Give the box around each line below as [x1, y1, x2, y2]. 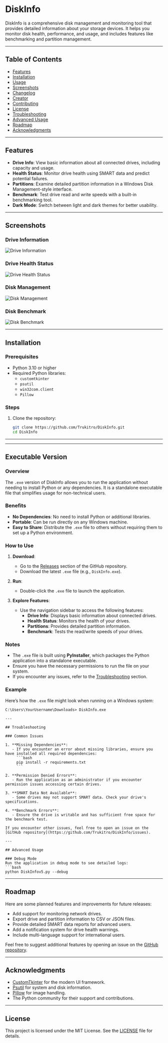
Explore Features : [12, 598, 50, 604]
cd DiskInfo [12, 429, 37, 434]
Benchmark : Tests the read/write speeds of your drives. [27, 629, 143, 635]
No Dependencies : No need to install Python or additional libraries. [12, 513, 151, 519]
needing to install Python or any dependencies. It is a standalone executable [5, 484, 162, 490]
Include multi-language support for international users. [12, 932, 125, 938]
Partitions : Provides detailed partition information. [27, 623, 131, 629]
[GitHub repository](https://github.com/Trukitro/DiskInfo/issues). [5, 830, 151, 835]
